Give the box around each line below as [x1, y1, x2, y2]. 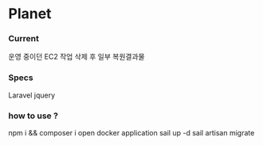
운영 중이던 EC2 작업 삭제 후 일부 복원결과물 [8, 52, 145, 62]
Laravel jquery [8, 90, 56, 100]
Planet [8, 5, 52, 23]
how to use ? [8, 110, 58, 121]
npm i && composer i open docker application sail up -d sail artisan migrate [8, 128, 255, 138]
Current [8, 33, 40, 44]
